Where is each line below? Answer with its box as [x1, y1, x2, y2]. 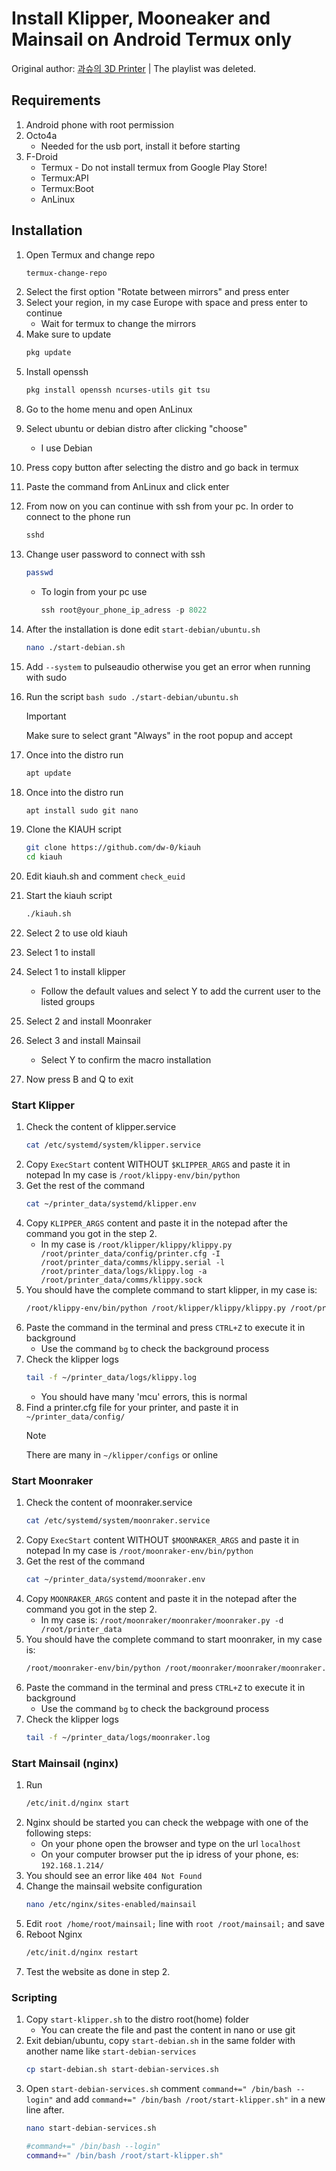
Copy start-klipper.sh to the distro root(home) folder [25, 2013, 250, 2025]
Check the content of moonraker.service [25, 1497, 193, 1509]
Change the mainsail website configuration [25, 1880, 203, 1892]
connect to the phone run [25, 511, 131, 523]
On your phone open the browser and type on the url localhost [40, 1837, 301, 1849]
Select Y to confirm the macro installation [40, 1054, 212, 1066]
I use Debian [40, 442, 93, 454]
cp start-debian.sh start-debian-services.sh [25, 2064, 219, 2074]
